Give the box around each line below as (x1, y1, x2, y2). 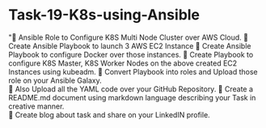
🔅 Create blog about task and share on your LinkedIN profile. (8, 109, 210, 119)
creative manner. (8, 101, 65, 111)
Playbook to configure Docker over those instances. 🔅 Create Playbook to (8, 49, 254, 59)
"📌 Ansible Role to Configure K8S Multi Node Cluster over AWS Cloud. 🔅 (8, 32, 249, 42)
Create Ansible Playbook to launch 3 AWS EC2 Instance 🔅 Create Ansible (8, 41, 251, 50)
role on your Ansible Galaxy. (8, 75, 103, 85)
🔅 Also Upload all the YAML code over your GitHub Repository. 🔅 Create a (8, 83, 253, 94)
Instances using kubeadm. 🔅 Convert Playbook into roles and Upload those (8, 66, 259, 76)
